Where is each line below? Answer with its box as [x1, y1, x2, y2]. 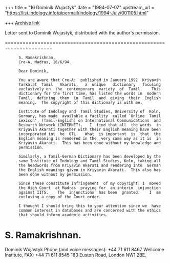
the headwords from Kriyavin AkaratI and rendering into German [18, 163, 161, 168]
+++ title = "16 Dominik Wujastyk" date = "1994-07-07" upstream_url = [5, 5, 155, 10]
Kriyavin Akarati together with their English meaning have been [18, 127, 161, 132]
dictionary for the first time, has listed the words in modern [18, 91, 161, 96]
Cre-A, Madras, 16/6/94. [18, 60, 72, 65]
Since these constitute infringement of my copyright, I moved [18, 181, 161, 186]
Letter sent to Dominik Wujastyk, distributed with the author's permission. [5, 30, 160, 35]
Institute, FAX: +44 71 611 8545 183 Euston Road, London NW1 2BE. [5, 252, 146, 258]
